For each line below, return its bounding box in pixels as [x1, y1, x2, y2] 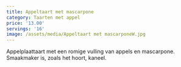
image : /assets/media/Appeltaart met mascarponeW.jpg [6, 31, 146, 37]
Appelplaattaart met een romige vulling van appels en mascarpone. [6, 48, 175, 55]
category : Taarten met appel [6, 14, 80, 21]
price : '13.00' [6, 20, 45, 26]
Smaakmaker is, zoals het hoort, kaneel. [6, 54, 107, 62]
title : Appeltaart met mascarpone [6, 8, 94, 15]
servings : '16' [6, 25, 45, 32]
